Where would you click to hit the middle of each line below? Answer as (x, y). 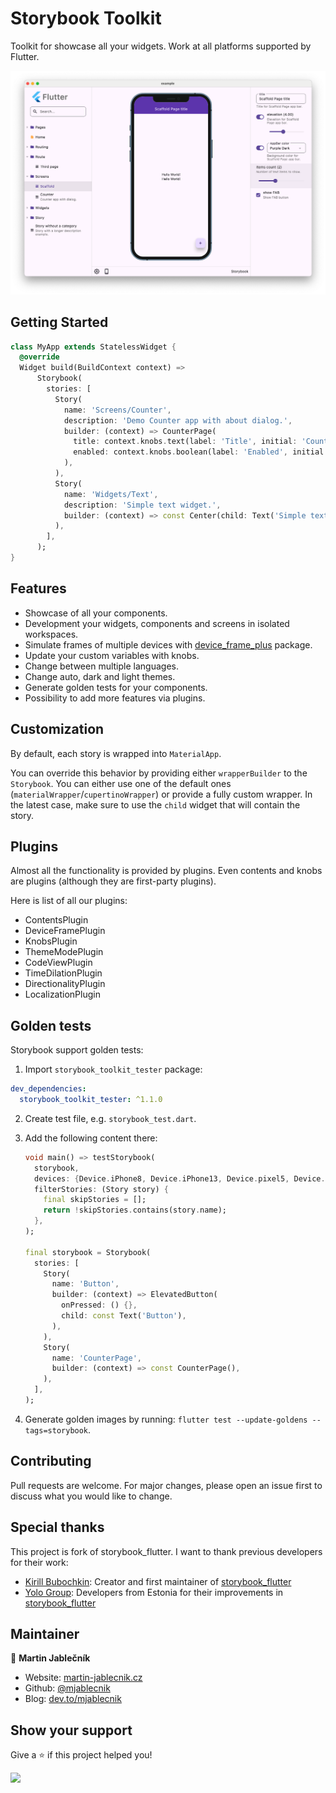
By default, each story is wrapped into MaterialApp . (116, 753)
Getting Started (59, 322)
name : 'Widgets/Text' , (111, 494)
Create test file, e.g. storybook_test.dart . (110, 1118)
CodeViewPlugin (58, 963)
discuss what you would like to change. (91, 1496)
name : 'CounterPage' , (96, 1358)
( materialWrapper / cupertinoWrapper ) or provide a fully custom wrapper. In (161, 794)
